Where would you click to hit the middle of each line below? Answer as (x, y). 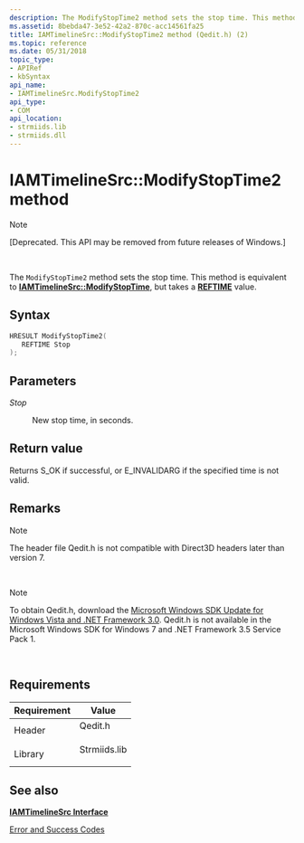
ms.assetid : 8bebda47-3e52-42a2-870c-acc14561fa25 (107, 26)
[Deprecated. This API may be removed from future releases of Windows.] (148, 242)
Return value (46, 449)
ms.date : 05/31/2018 (48, 52)
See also (34, 790)
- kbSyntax (30, 77)
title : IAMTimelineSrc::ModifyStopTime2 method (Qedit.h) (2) (129, 34)
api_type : (28, 102)
